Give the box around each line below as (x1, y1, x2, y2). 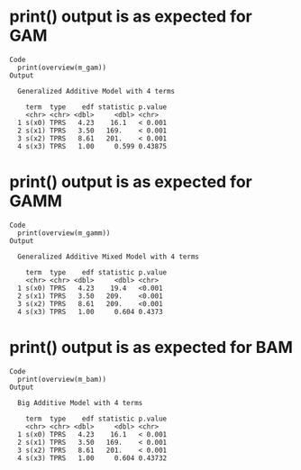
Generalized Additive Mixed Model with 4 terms (17, 252, 200, 261)
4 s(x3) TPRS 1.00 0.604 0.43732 (17, 453, 168, 463)
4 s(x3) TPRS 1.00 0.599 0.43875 (17, 141, 168, 150)
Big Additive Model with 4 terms (17, 398, 143, 407)
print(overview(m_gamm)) (17, 228, 111, 238)
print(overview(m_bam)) (17, 375, 106, 384)
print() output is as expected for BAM (9, 338, 293, 357)
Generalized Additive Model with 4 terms (17, 86, 176, 95)
